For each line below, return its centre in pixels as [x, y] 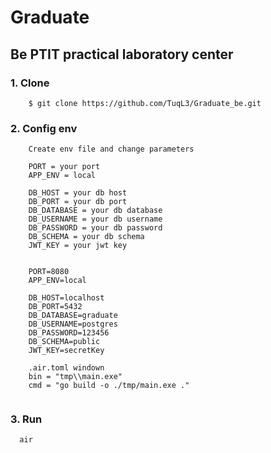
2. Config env [44, 128]
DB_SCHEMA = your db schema [86, 237]
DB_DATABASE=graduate [73, 316]
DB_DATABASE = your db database [95, 211]
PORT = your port [64, 167]
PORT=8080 [49, 272]
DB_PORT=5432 [55, 307]
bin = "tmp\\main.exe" [75, 377]
